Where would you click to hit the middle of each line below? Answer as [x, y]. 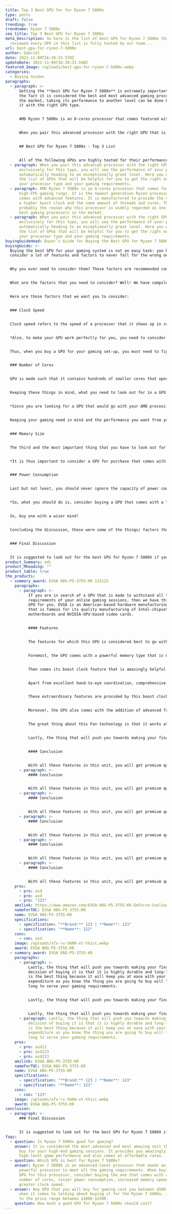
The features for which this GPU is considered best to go [92, 642]
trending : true [21, 24]
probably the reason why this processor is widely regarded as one [92, 208]
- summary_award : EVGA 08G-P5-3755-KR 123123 [59, 581]
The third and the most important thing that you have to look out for [88, 448]
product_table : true [27, 571]
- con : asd [30, 939]
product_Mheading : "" [28, 567]
